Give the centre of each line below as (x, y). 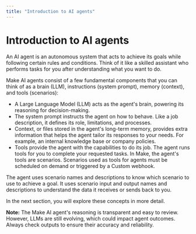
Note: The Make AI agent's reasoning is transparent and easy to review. (92, 212)
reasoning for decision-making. (52, 110)
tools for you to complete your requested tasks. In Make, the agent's (97, 153)
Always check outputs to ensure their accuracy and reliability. (80, 225)
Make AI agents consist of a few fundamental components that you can (92, 80)
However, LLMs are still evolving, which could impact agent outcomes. (91, 218)
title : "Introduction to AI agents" (50, 11)
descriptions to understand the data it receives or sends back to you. (89, 190)
